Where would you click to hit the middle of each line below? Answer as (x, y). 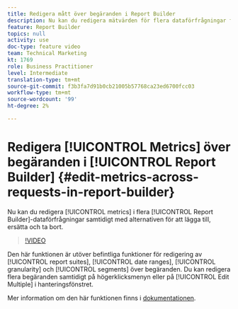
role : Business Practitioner (50, 66)
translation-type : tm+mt (44, 80)
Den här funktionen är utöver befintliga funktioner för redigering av (105, 254)
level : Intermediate (38, 73)
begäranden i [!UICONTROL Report (112, 162)
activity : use (28, 40)
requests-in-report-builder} (91, 192)
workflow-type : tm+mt (39, 93)
